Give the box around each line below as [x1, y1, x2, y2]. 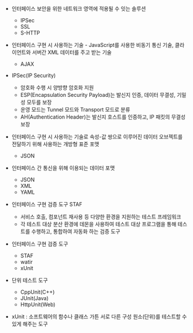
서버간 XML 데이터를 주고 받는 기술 [32, 49, 112, 56]
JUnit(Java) [20, 295, 49, 301]
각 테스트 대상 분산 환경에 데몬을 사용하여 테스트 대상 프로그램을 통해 [20, 221, 177, 227]
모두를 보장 [26, 99, 52, 106]
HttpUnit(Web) [20, 301, 56, 308]
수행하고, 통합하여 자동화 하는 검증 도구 [31, 228, 120, 235]
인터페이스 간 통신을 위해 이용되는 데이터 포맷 [11, 164, 115, 171]
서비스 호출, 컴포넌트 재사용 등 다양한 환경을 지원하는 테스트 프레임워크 [20, 213, 181, 220]
